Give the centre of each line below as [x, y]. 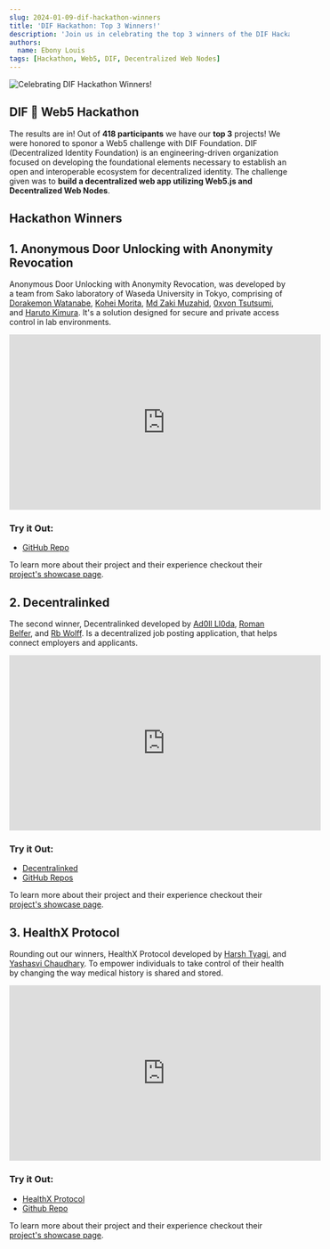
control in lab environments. [60, 322]
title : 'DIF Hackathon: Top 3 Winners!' [85, 26]
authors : [25, 42]
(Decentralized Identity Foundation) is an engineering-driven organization [144, 152]
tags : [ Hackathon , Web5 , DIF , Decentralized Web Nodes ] [115, 59]
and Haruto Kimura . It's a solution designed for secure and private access [145, 313]
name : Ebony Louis [52, 51]
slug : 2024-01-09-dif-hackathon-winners [85, 17]
